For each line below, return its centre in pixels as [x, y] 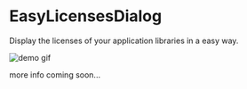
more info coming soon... [55, 74]
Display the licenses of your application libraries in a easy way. [124, 41]
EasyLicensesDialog [86, 16]
